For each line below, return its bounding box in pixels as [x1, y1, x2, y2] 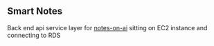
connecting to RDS [7, 31, 61, 39]
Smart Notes [7, 5, 63, 17]
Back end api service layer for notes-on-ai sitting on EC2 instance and [7, 23, 208, 32]
